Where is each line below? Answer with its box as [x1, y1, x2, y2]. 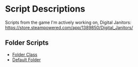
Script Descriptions [5, 3, 85, 15]
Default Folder [12, 57, 41, 63]
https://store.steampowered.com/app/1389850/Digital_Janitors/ [5, 24, 133, 30]
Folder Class [12, 51, 38, 57]
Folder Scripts [5, 39, 49, 47]
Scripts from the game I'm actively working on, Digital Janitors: [5, 19, 132, 25]
